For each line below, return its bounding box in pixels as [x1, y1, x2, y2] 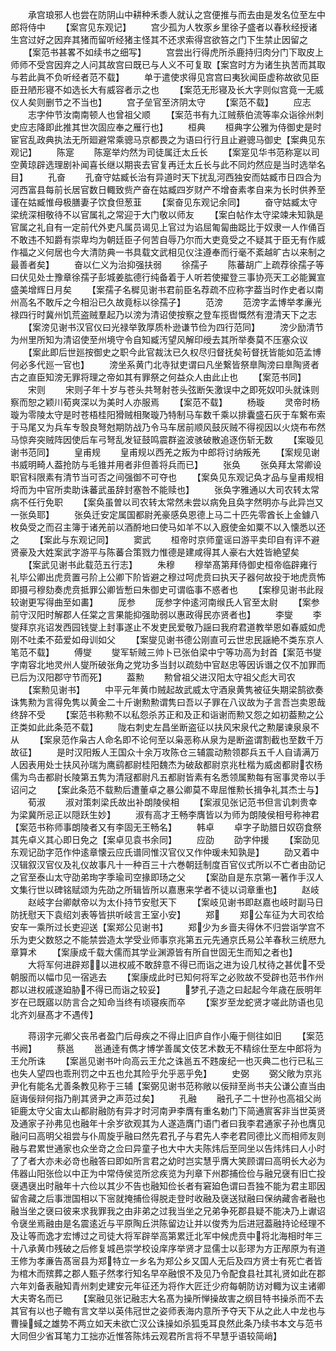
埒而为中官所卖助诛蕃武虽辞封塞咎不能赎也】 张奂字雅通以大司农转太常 [10, 484, 320, 495]
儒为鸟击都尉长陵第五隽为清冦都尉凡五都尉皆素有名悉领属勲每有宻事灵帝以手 [10, 771, 326, 783]
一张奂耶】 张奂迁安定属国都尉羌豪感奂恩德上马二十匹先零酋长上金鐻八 [10, 509, 320, 520]
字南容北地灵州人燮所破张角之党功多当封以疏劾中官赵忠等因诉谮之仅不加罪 [10, 659, 317, 670]
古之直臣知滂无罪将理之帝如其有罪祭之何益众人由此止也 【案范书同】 [10, 371, 307, 383]
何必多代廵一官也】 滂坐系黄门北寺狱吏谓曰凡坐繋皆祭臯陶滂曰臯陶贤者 [10, 359, 320, 370]
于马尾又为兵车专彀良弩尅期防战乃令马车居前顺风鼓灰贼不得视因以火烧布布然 [10, 421, 326, 433]
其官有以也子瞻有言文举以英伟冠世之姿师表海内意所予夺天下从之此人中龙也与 [10, 1305, 326, 1317]
